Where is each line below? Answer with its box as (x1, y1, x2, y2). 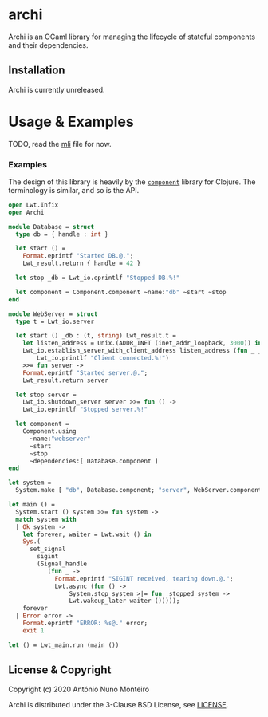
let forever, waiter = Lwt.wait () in (22, 530, 152, 538)
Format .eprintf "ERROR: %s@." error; (22, 620, 148, 628)
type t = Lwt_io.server (15, 317, 94, 325)
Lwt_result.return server (22, 376, 109, 384)
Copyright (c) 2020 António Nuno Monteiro (8, 684, 150, 694)
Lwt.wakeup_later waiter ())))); (69, 597, 180, 605)
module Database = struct (8, 223, 94, 230)
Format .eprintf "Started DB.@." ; (22, 252, 134, 260)
